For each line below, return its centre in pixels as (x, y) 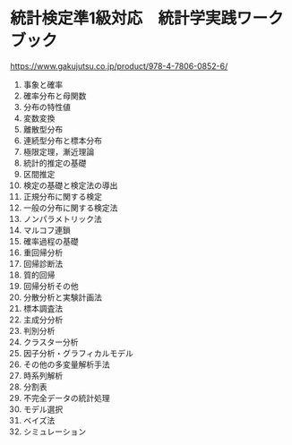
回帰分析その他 (51, 286)
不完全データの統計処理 (66, 398)
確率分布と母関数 (55, 96)
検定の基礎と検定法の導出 (70, 185)
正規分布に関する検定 (62, 196)
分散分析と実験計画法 (62, 297)
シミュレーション (55, 432)
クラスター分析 (51, 342)
